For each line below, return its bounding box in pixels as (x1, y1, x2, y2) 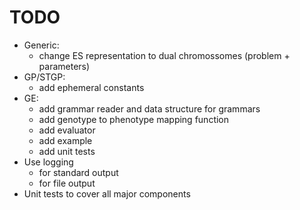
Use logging (23, 156, 74, 168)
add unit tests (38, 145, 96, 157)
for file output (38, 177, 96, 189)
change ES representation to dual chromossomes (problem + (38, 49, 291, 61)
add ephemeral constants (38, 81, 145, 93)
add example (38, 134, 93, 146)
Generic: (23, 39, 60, 51)
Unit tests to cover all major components (23, 187, 191, 200)
